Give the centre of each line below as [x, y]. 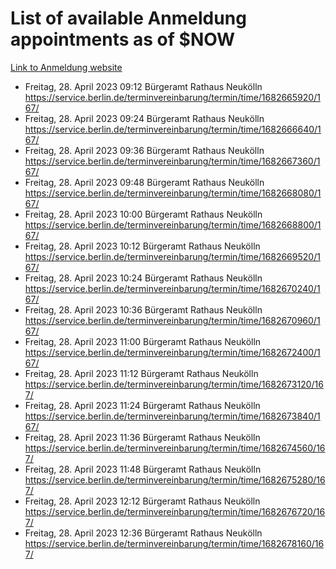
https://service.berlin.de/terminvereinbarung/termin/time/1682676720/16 [175, 511]
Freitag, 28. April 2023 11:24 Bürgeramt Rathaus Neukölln [142, 405]
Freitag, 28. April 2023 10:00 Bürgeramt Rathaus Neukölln [143, 214]
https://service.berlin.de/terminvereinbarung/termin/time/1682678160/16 [174, 543]
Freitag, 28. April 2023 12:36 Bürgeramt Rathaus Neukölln [143, 533]
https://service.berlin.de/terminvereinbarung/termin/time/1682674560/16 [175, 448]
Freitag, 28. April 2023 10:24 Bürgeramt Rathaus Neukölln [143, 278]
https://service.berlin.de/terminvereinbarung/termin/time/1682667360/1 [172, 161]
